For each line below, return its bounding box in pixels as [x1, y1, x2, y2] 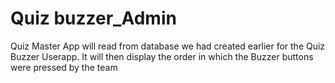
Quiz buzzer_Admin [10, 7, 177, 30]
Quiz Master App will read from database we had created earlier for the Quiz [10, 40, 326, 52]
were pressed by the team [10, 61, 118, 73]
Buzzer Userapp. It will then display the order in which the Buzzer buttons [10, 50, 314, 62]
